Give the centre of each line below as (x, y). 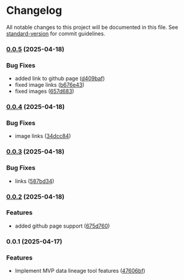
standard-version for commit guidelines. (56, 33)
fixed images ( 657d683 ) (44, 92)
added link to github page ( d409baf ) (60, 78)
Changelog (34, 11)
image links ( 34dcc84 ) (43, 136)
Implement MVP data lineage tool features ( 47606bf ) (80, 271)
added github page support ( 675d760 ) (62, 226)
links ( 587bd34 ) (34, 181)
